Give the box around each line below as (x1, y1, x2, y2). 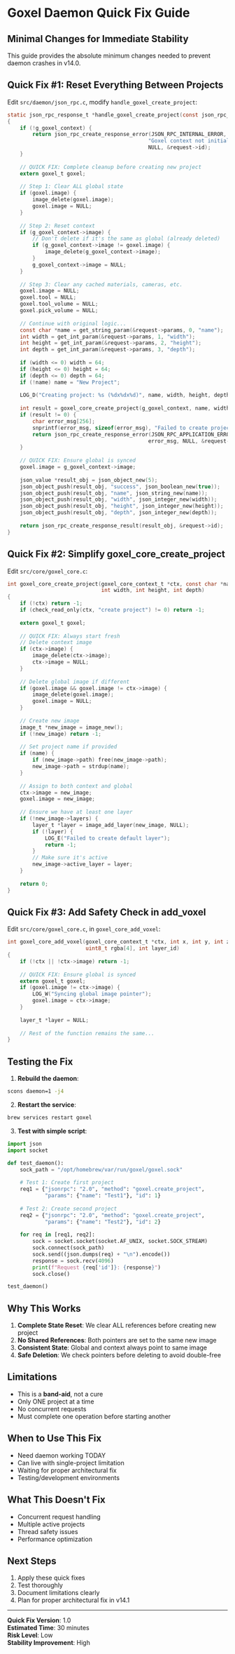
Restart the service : (17, 1101, 77, 1109)
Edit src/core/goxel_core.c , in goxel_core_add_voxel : (7, 925, 161, 934)
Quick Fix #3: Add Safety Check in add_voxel (7, 906, 206, 918)
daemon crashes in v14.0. (7, 59, 81, 67)
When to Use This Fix (7, 1432, 102, 1444)
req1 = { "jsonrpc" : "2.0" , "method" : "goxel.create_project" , (20, 1185, 205, 1193)
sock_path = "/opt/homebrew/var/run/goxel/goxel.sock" (20, 1166, 183, 1173)
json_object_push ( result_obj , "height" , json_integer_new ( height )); (20, 503, 224, 510)
